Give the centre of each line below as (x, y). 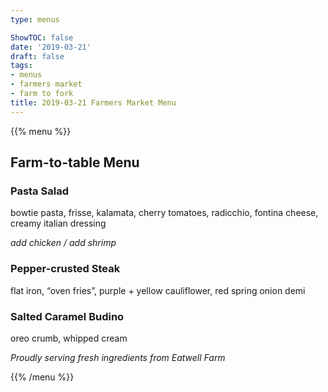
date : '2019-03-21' (51, 47)
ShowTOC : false (42, 37)
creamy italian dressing (58, 223)
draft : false (37, 56)
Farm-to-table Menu (75, 162)
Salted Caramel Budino (67, 316)
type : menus (35, 19)
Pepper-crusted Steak (65, 269)
